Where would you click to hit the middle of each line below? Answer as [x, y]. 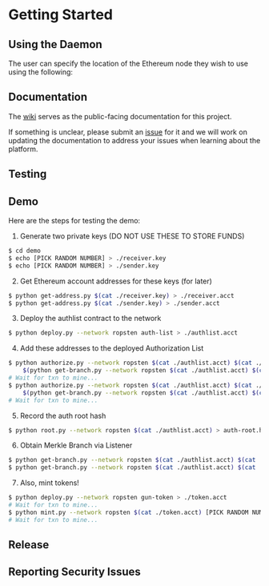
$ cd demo [25, 251]
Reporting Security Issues [75, 572]
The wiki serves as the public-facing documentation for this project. [120, 116]
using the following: [41, 72]
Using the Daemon [55, 44]
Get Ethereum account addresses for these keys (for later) [116, 281]
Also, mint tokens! [50, 483]
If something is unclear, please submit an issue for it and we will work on [128, 132]
